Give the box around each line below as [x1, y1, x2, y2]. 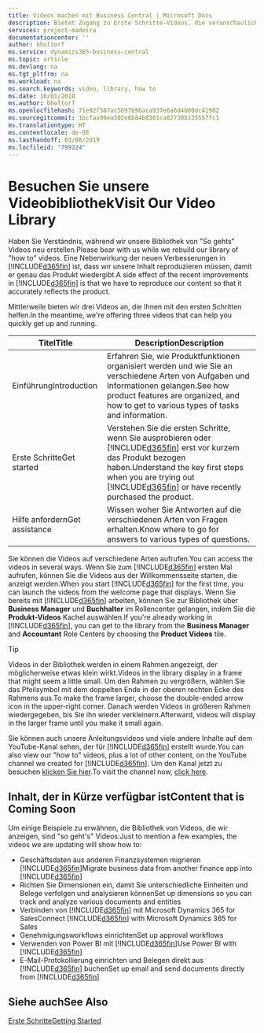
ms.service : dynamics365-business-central [8, 48, 149, 56]
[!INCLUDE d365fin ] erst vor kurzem [106, 442, 240, 454]
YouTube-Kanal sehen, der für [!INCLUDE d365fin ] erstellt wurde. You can [8, 742, 244, 752]
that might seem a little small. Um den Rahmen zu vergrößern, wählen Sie [8, 676, 246, 686]
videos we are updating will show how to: [8, 840, 142, 850]
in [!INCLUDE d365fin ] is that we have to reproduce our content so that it [8, 279, 242, 288]
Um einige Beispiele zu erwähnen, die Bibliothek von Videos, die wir [8, 824, 228, 833]
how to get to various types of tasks [106, 400, 240, 411]
